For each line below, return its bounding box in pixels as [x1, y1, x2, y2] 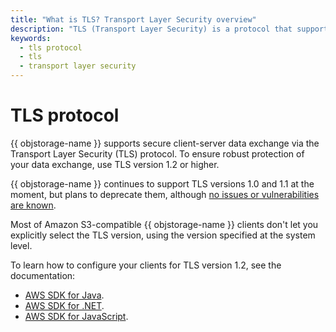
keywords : [10, 33, 52, 43]
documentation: [10, 269, 76, 281]
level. [10, 239, 33, 251]
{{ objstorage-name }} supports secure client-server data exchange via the [10, 137, 320, 149]
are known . [10, 199, 57, 211]
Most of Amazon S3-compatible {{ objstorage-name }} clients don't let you [10, 218, 319, 230]
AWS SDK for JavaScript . [24, 310, 129, 322]
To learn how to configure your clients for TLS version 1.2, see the [10, 259, 282, 271]
